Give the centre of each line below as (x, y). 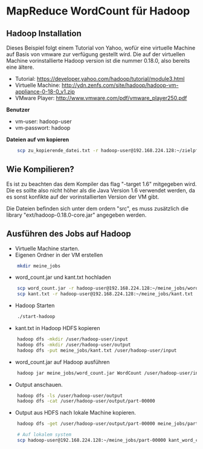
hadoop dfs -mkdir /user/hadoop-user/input (73, 339)
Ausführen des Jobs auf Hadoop (69, 234)
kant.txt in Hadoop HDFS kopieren (58, 328)
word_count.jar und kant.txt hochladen (63, 277)
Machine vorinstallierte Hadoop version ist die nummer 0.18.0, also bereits (98, 61)
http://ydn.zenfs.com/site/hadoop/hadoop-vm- (120, 85)
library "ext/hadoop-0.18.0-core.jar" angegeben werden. (76, 215)
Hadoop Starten (35, 305)
